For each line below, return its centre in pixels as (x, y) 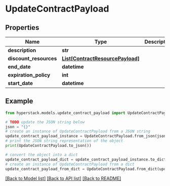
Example (19, 101)
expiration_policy (29, 75)
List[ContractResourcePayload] (101, 59)
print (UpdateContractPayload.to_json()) (49, 146)
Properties (22, 28)
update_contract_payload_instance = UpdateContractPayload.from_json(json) (87, 136)
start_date (20, 83)
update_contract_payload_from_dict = (45, 169)
